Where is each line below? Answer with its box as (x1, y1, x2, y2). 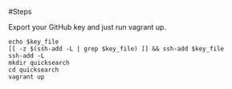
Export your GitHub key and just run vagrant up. (8, 22, 167, 31)
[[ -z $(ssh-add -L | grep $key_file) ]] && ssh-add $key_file (8, 45, 225, 53)
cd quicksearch (8, 66, 59, 74)
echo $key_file (8, 38, 59, 46)
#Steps (8, 7, 32, 16)
